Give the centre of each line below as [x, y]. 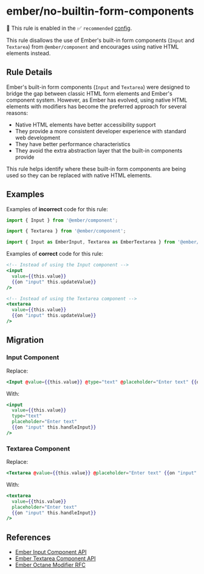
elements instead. [29, 53]
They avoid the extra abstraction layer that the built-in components [99, 150]
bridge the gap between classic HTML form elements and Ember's [90, 93]
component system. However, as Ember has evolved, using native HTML [97, 100]
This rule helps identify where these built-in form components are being [96, 169]
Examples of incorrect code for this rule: [57, 209]
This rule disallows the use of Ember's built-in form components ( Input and [100, 40]
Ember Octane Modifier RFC [50, 565]
